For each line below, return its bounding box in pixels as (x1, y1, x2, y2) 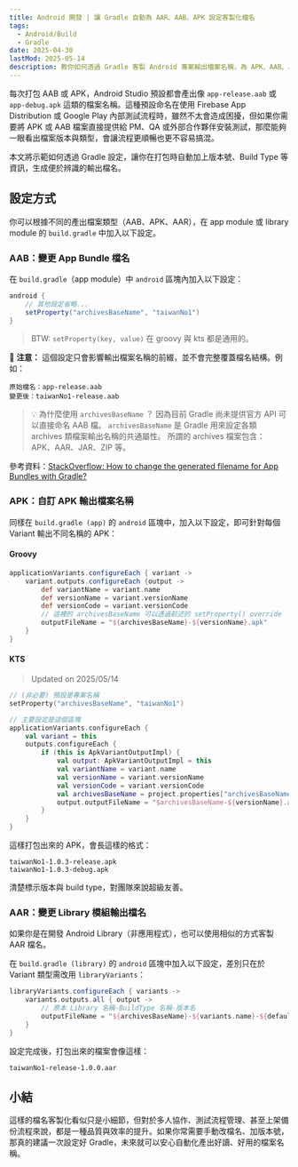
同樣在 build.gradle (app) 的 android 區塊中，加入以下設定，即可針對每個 (9, 516, 281, 527)
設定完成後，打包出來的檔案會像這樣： (9, 1045, 149, 1056)
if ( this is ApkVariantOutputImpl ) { (41, 748, 180, 757)
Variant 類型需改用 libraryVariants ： (9, 970, 146, 980)
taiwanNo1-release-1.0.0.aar (9, 1063, 117, 1072)
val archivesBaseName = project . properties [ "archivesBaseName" (56, 789, 295, 798)
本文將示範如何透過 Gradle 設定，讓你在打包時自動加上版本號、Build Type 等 (9, 151, 289, 162)
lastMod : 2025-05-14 (9, 54, 86, 63)
